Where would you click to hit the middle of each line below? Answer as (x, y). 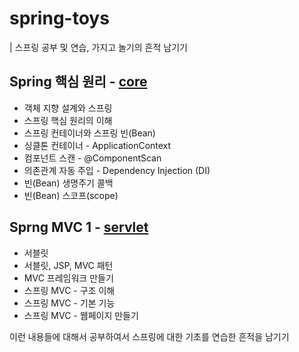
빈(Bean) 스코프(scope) (71, 195)
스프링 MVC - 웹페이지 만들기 (81, 315)
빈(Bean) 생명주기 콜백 (68, 183)
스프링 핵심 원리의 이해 (68, 120)
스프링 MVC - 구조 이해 (69, 290)
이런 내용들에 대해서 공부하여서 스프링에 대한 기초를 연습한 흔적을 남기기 (149, 336)
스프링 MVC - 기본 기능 (69, 303)
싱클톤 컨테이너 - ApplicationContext (97, 145)
